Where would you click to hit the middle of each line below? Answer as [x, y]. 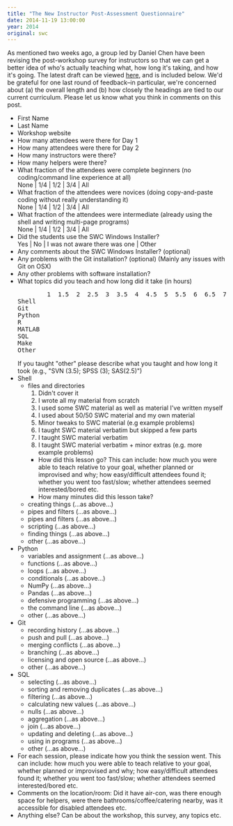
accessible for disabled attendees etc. [72, 808]
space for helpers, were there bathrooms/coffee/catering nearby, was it [120, 801]
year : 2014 [23, 26]
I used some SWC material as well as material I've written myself [130, 408]
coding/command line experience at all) [74, 178]
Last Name [33, 125]
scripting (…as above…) [62, 526]
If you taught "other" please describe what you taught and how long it [117, 364]
